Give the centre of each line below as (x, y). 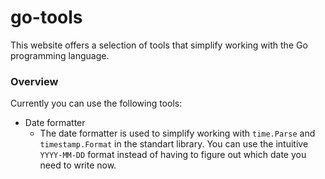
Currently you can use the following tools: (96, 103)
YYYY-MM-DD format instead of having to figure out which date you (173, 155)
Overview (34, 81)
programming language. (60, 55)
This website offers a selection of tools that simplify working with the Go (159, 45)
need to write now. (78, 165)
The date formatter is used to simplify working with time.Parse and (177, 133)
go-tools (46, 17)
